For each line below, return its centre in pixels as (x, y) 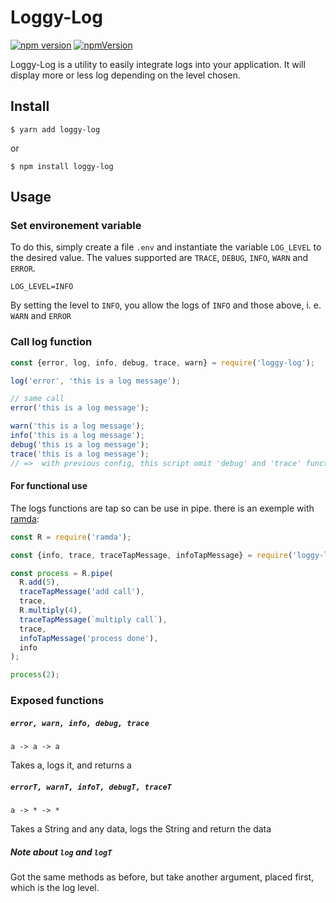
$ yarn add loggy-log (55, 129)
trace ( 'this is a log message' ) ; (80, 454)
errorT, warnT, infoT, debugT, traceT (91, 787)
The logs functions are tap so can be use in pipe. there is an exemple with (162, 508)
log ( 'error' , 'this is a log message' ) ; (96, 381)
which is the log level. (55, 888)
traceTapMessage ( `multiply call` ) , (93, 619)
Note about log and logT (61, 852)
